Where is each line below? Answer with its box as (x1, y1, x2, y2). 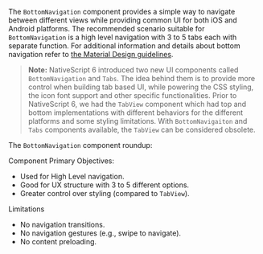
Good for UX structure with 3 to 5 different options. (19, 180, 190, 190)
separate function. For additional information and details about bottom (8, 41, 240, 51)
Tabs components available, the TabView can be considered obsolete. (27, 125, 256, 134)
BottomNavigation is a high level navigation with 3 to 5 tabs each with (8, 32, 237, 42)
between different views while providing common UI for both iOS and (8, 15, 237, 25)
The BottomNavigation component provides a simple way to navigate (8, 7, 236, 16)
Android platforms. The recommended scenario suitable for (8, 24, 205, 33)
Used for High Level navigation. (19, 172, 125, 181)
